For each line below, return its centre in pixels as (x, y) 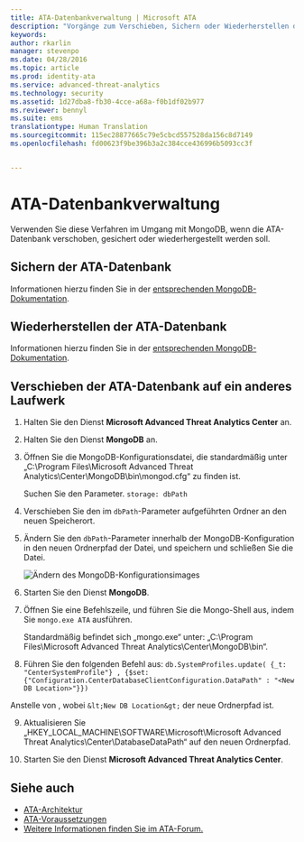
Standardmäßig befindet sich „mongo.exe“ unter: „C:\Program (138, 637)
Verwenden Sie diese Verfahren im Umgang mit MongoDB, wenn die (137, 229)
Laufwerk (38, 400)
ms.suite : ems (37, 118)
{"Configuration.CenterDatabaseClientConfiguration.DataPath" (143, 681)
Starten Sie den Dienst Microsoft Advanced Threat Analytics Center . (153, 760)
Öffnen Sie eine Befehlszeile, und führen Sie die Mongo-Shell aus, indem (159, 610)
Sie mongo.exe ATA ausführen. (78, 620)
